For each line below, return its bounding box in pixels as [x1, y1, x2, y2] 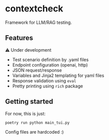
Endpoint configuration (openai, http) [12, 62, 88, 68]
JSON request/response [12, 67, 62, 73]
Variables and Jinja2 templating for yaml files [12, 72, 105, 78]
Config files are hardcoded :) [5, 129, 64, 135]
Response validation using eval [12, 77, 76, 83]
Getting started [5, 97, 54, 106]
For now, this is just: [5, 110, 46, 117]
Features [5, 34, 33, 42]
